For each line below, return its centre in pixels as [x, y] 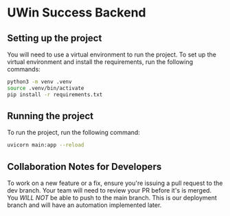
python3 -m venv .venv [39, 82]
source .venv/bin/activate [46, 88]
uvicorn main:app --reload [46, 145]
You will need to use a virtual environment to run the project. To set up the [112, 54]
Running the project [50, 116]
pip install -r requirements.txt [55, 94]
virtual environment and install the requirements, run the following [100, 62]
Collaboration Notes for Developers [84, 166]
